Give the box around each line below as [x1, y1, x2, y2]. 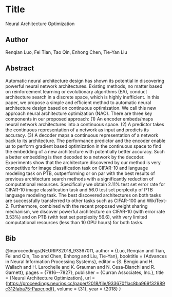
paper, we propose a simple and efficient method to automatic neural [5, 99, 151, 106]
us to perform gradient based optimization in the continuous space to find [5, 143, 162, 149]
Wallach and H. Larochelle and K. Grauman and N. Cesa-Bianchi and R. [5, 264, 156, 270]
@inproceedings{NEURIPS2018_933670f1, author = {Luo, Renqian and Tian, [5, 248, 166, 254]
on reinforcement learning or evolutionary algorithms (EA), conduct [5, 88, 147, 94]
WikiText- [146, 197, 167, 204]
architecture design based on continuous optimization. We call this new [5, 105, 157, 111]
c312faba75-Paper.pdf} [5, 286, 55, 292]
